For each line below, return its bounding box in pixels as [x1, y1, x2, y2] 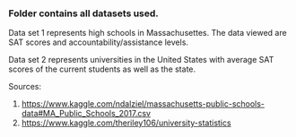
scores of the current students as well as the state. [8, 64, 196, 74]
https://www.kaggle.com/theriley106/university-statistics [21, 117, 231, 128]
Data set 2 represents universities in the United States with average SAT [8, 55, 274, 65]
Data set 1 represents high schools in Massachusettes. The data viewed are [8, 28, 288, 39]
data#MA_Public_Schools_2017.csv [21, 108, 152, 119]
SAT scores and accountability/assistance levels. [8, 37, 189, 47]
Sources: [8, 81, 42, 92]
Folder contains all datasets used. [8, 7, 159, 20]
